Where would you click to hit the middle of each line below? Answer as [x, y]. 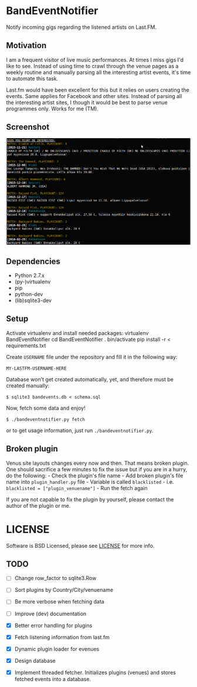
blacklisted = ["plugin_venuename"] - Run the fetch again [77, 488]
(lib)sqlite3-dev [33, 300]
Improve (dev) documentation [50, 614]
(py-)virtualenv [33, 281]
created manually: [28, 386]
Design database [35, 661]
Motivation [26, 46]
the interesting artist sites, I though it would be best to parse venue [87, 102]
